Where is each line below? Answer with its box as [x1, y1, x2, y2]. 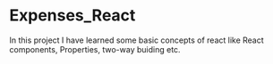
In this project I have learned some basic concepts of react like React [9, 35, 264, 45]
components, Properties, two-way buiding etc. [9, 44, 181, 54]
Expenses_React [9, 5, 136, 26]
